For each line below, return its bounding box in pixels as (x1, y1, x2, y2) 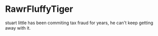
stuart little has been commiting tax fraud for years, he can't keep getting (5, 20, 154, 26)
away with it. (5, 25, 31, 31)
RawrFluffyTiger (5, 3, 73, 15)
